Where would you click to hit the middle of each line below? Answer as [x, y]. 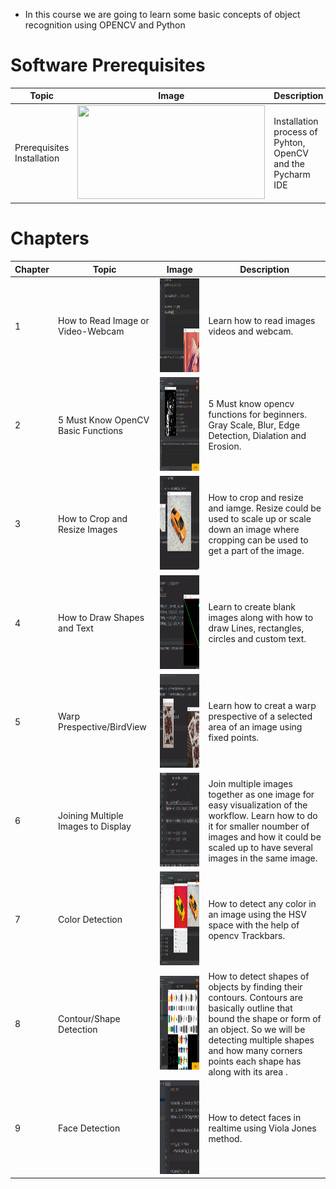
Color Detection [90, 920]
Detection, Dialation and [257, 436]
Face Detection [89, 1128]
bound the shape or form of [265, 1018]
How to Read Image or [104, 321]
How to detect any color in [262, 903]
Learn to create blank [252, 607]
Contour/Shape [89, 1018]
